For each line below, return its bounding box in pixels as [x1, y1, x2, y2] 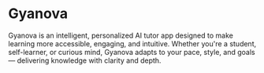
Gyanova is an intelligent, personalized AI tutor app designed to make [8, 31, 234, 40]
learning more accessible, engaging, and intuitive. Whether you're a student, [8, 38, 257, 48]
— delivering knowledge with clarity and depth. [8, 56, 162, 65]
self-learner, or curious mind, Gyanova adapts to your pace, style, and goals [8, 47, 255, 57]
